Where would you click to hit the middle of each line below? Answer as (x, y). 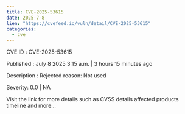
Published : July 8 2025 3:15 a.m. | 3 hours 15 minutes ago (79, 64)
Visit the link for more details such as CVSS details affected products (92, 99)
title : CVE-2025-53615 (35, 12)
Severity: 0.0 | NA (28, 87)
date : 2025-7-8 (26, 18)
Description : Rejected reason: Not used (56, 76)
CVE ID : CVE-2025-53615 (39, 52)
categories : (21, 29)
